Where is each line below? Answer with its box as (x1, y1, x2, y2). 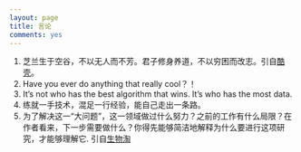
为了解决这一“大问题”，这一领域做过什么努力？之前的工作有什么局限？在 (22, 110, 293, 122)
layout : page (9, 13, 59, 23)
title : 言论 (9, 22, 52, 31)
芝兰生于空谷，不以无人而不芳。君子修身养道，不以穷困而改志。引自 (22, 56, 277, 67)
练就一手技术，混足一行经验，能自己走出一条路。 (22, 100, 206, 110)
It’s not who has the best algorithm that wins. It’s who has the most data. (22, 89, 293, 100)
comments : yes (9, 30, 63, 39)
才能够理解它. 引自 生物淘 (38, 133, 131, 145)
